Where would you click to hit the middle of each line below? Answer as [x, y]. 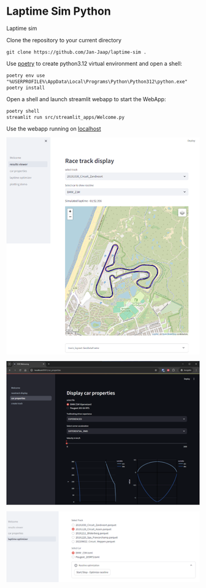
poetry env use [26, 75]
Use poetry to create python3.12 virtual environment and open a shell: [94, 63]
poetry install [26, 88]
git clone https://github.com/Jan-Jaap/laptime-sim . [77, 52]
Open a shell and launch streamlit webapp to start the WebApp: [86, 99]
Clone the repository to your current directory [64, 40]
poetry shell [23, 111]
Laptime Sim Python [59, 11]
